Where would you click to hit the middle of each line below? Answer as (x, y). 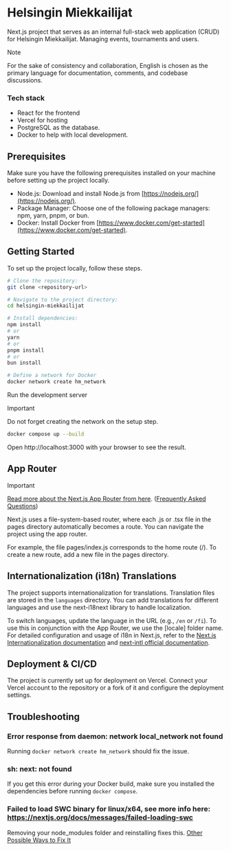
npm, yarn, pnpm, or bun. (53, 216)
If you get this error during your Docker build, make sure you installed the (111, 784)
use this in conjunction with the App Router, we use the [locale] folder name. (115, 628)
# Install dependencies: (43, 318)
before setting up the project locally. (58, 181)
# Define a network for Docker (52, 376)
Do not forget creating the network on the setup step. (83, 422)
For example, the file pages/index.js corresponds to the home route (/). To (112, 547)
